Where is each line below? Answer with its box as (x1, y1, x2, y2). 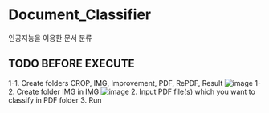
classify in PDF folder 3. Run (8, 95, 102, 105)
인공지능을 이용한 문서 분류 (8, 33, 92, 42)
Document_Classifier (8, 6, 151, 24)
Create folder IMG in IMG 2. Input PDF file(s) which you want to (16, 87, 255, 96)
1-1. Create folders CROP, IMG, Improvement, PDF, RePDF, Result (8, 78, 223, 87)
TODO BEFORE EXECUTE (8, 57, 135, 71)
